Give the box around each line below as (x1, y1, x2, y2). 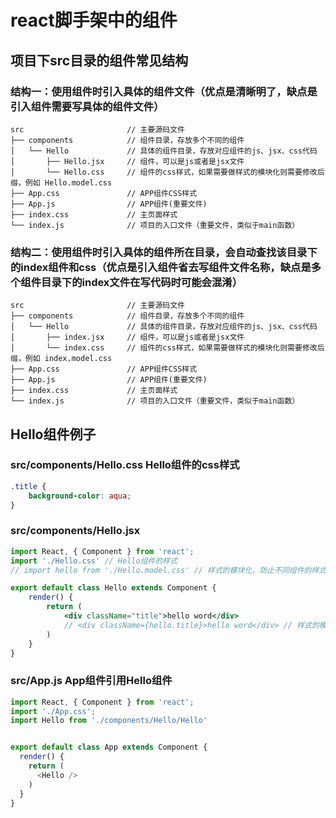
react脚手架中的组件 (10, 9, 178, 32)
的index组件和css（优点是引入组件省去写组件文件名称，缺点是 (10, 260, 312, 274)
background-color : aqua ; (28, 491, 132, 501)
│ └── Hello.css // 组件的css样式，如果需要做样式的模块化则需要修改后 (10, 167, 325, 177)
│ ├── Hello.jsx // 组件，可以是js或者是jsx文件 (10, 156, 245, 166)
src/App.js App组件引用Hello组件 (10, 674, 173, 688)
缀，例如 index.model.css (10, 354, 113, 364)
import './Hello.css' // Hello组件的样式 (10, 556, 178, 566)
